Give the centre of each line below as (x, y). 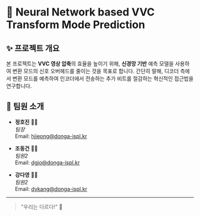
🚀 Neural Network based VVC (80, 12)
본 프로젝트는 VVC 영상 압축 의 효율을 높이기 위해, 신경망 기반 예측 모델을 (90, 64)
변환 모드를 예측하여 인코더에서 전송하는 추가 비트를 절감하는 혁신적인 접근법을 (103, 79)
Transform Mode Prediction (76, 25)
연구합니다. (19, 86)
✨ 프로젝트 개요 (33, 48)
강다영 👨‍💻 (26, 174)
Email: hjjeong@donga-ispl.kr (51, 136)
